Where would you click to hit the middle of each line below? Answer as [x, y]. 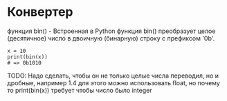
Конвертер [40, 12]
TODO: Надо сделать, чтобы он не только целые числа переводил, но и [113, 76]
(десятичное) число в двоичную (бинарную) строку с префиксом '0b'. [111, 38]
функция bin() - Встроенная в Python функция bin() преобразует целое [111, 31]
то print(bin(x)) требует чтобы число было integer [80, 90]
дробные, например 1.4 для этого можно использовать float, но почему [113, 82]
